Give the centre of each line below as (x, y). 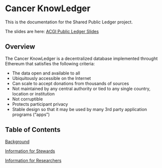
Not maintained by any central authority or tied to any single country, (81, 89)
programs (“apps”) (31, 114)
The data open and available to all (46, 73)
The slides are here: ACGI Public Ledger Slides (52, 31)
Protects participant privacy (40, 104)
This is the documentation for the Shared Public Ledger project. (69, 22)
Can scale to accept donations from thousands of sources (71, 83)
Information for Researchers (33, 160)
